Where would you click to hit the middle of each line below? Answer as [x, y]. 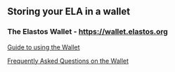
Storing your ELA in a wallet [69, 12]
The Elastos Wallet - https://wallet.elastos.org [88, 32]
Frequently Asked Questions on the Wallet [68, 61]
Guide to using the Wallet [44, 47]
